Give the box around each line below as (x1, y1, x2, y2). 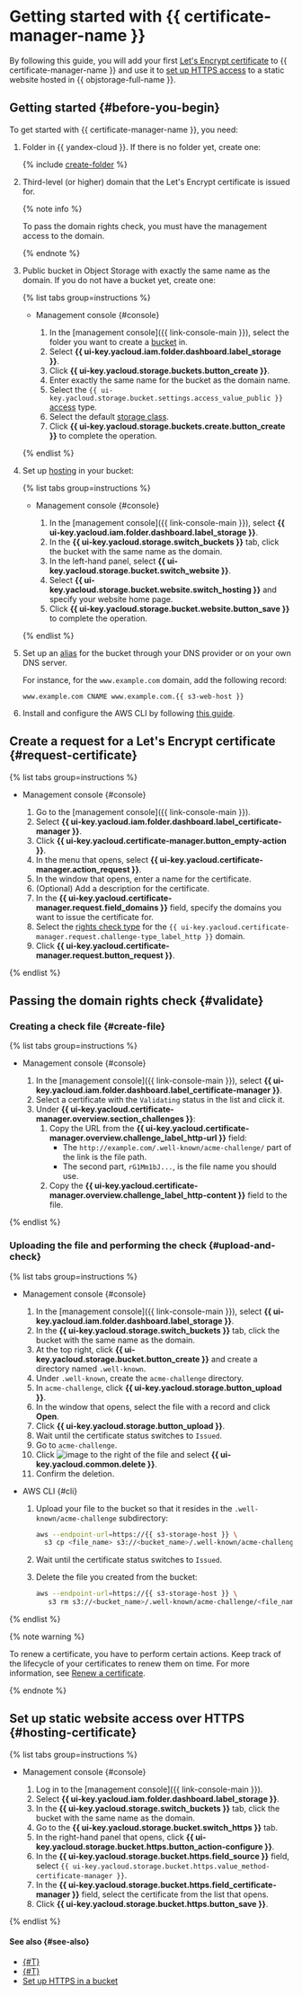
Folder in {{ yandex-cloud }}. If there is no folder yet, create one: (22, 141, 262, 152)
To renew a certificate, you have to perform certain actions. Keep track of (9, 1649, 281, 1660)
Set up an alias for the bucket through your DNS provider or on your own (22, 647, 292, 658)
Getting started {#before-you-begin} (9, 101, 220, 116)
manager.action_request (35, 864, 130, 874)
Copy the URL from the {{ (49, 1123, 145, 1134)
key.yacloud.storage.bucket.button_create (35, 1353, 200, 1364)
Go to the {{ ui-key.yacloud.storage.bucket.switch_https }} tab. (35, 1822, 279, 1832)
